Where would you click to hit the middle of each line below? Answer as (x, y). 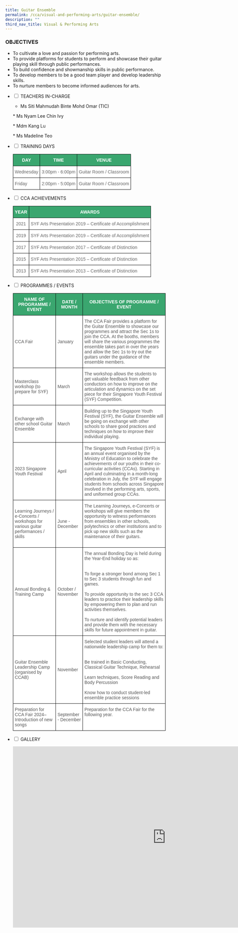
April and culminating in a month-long (121, 474)
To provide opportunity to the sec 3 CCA (124, 594)
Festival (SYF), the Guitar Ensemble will (124, 416)
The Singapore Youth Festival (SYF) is (122, 448)
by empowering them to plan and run (121, 604)
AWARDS (90, 212)
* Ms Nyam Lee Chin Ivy (38, 116)
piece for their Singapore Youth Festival (123, 394)
